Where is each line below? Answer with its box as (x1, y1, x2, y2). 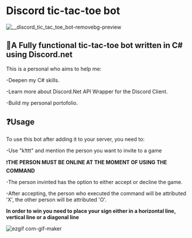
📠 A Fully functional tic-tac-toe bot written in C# (6, 40, 183, 50)
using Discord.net (6, 50, 73, 60)
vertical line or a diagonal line (6, 213, 79, 220)
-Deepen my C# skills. (6, 76, 60, 83)
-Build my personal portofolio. (6, 99, 78, 106)
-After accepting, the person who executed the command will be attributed (6, 189, 186, 197)
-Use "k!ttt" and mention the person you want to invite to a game (6, 147, 162, 154)
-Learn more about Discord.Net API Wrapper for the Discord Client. (6, 88, 168, 95)
